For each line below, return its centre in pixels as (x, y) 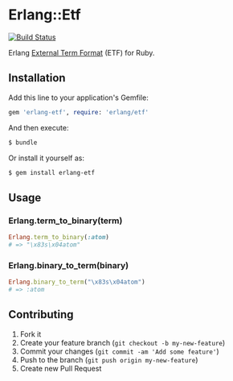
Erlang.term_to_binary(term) (65, 221)
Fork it (31, 334)
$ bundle (23, 143)
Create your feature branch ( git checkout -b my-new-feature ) (123, 342)
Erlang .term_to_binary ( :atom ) (59, 238)
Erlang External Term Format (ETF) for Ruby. (82, 52)
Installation (37, 78)
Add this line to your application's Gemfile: (78, 97)
